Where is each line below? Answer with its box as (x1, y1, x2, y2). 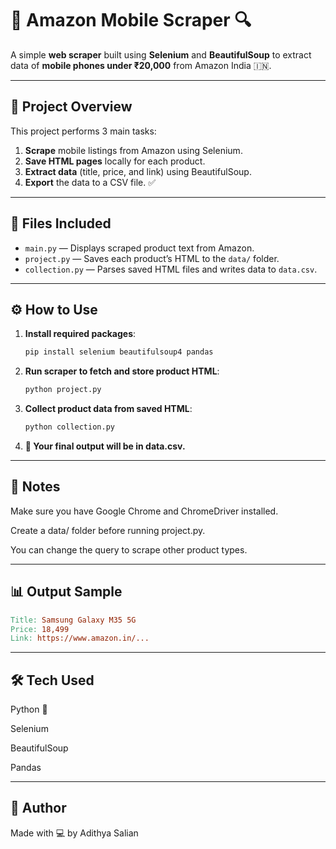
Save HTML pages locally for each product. (24, 155, 206, 167)
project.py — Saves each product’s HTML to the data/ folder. (24, 252, 280, 264)
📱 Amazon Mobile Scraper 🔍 (10, 9, 252, 32)
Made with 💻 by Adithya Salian (10, 827, 139, 839)
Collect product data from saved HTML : (24, 403, 193, 415)
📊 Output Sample (10, 583, 123, 601)
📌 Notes (10, 478, 61, 496)
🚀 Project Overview (10, 98, 133, 116)
